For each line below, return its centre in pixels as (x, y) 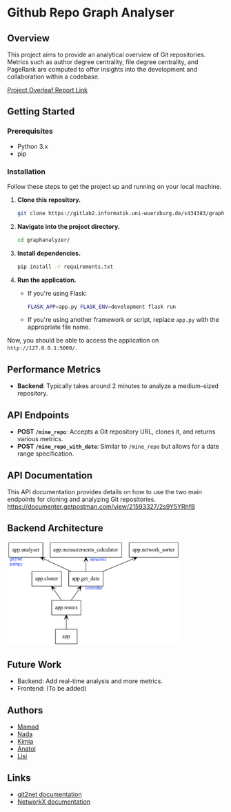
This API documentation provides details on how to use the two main (104, 491)
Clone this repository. (49, 200)
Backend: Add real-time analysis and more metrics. (90, 681)
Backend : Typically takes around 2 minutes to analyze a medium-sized (118, 386)
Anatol (26, 749)
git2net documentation (49, 794)
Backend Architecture (55, 528)
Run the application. (47, 280)
